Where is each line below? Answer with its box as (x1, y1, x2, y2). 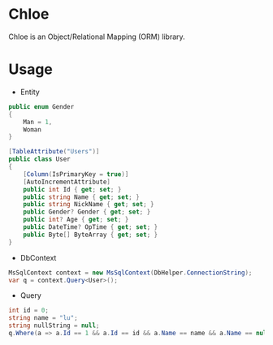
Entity (19, 87, 41, 97)
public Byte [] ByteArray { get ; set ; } (23, 231, 158, 239)
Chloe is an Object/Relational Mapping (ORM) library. (8, 32, 185, 41)
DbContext (19, 252, 57, 262)
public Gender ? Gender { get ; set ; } (23, 208, 151, 216)
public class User (8, 155, 71, 163)
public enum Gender (8, 102, 75, 110)
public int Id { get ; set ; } (23, 185, 122, 193)
